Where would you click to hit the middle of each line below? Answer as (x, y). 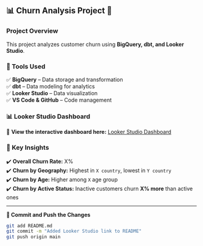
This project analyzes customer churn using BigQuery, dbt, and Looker (95, 44)
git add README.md (29, 226)
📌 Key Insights (28, 148)
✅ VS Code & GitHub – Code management (59, 100)
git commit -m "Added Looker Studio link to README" (74, 231)
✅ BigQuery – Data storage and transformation (65, 79)
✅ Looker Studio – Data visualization (52, 93)
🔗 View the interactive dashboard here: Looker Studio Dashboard (89, 132)
